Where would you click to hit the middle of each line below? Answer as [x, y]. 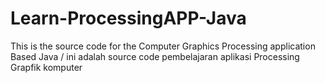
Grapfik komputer [46, 67]
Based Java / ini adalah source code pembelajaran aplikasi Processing [155, 56]
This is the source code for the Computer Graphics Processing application [163, 46]
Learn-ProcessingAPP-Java [128, 18]
